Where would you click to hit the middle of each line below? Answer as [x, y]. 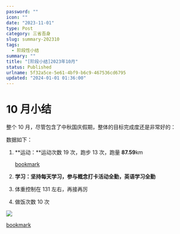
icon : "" [17, 17]
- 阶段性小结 [26, 51]
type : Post [20, 28]
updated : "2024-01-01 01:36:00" [46, 78]
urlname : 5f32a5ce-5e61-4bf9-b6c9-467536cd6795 [66, 73]
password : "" [22, 12]
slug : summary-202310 [33, 39]
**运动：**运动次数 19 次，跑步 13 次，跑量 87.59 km [79, 152]
